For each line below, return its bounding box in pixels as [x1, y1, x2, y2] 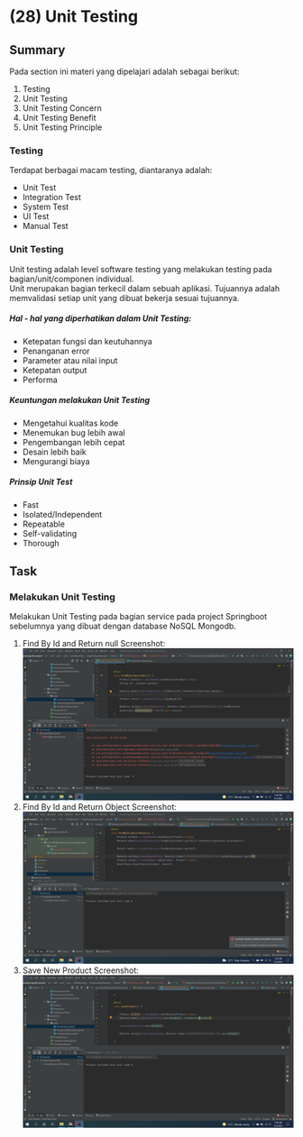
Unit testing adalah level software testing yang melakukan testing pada [9, 263, 272, 274]
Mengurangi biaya [22, 455, 90, 466]
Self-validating [22, 527, 78, 538]
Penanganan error [22, 345, 90, 356]
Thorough [22, 537, 60, 548]
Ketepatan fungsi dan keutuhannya [22, 335, 153, 346]
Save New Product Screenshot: [22, 965, 140, 976]
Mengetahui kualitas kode [22, 417, 119, 428]
